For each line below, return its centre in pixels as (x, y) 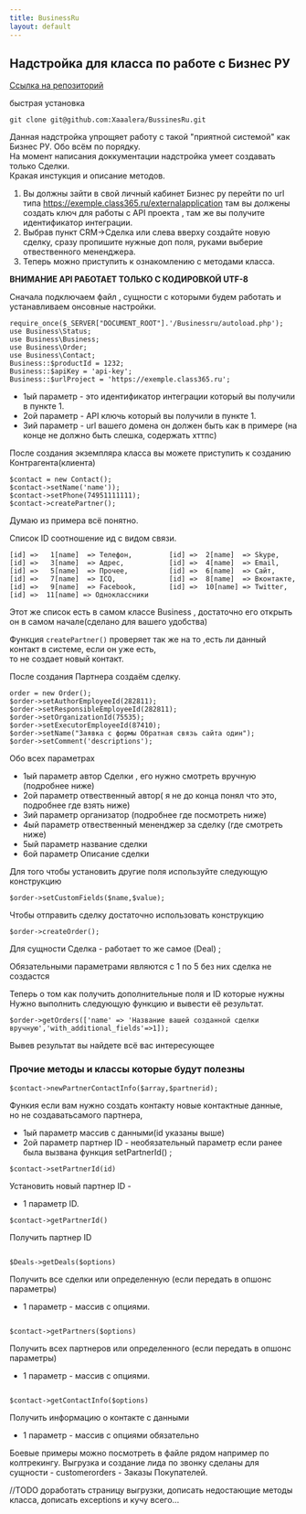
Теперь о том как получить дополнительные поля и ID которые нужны (147, 994)
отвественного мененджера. (79, 252)
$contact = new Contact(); (61, 480)
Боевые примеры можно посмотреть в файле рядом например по (139, 1453)
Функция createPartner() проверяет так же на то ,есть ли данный (138, 639)
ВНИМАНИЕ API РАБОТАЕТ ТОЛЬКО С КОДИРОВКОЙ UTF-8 (129, 279)
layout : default (40, 27)
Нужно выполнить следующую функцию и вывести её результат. (137, 1004)
